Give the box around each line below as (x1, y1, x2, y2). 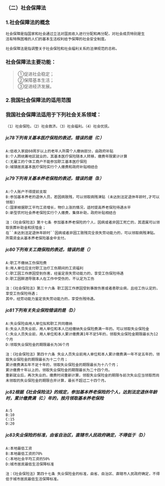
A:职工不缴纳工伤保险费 (5, 260, 47, 266)
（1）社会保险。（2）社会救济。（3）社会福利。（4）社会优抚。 (5, 124, 112, 129)
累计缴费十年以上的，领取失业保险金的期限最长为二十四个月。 (5, 368, 112, 373)
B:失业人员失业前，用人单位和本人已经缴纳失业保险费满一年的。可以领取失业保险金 (5, 326, 150, 331)
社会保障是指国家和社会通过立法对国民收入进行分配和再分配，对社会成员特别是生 (5, 31, 145, 37)
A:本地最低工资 (5, 446, 33, 451)
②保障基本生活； (17, 77, 55, 83)
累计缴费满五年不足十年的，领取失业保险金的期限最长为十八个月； (5, 362, 120, 367)
